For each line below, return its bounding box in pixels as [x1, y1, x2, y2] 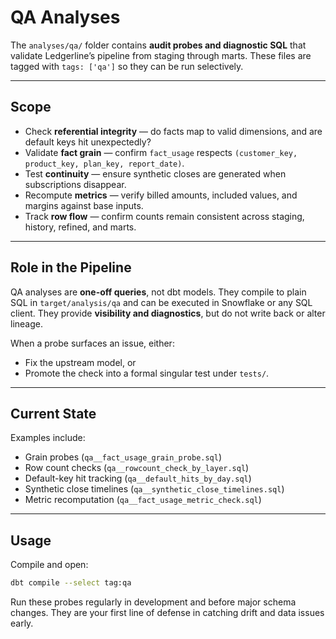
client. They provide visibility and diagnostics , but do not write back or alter [10, 307, 326, 319]
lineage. [10, 317, 43, 330]
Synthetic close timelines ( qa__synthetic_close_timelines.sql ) [24, 483, 285, 495]
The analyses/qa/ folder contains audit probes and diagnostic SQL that [10, 39, 307, 51]
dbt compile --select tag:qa [10, 578, 132, 588]
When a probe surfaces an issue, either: [10, 337, 175, 349]
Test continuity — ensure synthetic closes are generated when [24, 167, 287, 180]
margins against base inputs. [24, 199, 144, 211]
